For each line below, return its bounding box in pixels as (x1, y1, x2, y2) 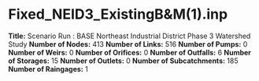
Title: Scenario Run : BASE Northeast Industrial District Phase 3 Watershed (8, 31, 251, 40)
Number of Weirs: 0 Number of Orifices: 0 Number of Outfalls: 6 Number (8, 48, 252, 57)
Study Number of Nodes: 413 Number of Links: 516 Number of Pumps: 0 (8, 39, 248, 48)
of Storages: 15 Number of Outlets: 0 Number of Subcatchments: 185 (8, 56, 239, 65)
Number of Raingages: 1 (8, 64, 88, 73)
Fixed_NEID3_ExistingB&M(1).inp (8, 5, 228, 23)
